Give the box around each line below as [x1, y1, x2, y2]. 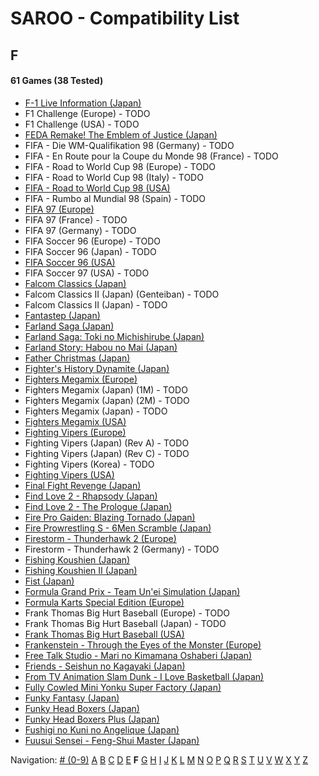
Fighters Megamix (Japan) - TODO [24, 405, 168, 417]
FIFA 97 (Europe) [24, 203, 95, 215]
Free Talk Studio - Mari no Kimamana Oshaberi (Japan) [24, 649, 253, 661]
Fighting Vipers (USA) [24, 468, 115, 481]
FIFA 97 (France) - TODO [24, 213, 128, 226]
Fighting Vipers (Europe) [24, 426, 127, 438]
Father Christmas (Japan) [24, 352, 131, 364]
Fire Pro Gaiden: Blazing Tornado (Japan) [24, 511, 196, 523]
